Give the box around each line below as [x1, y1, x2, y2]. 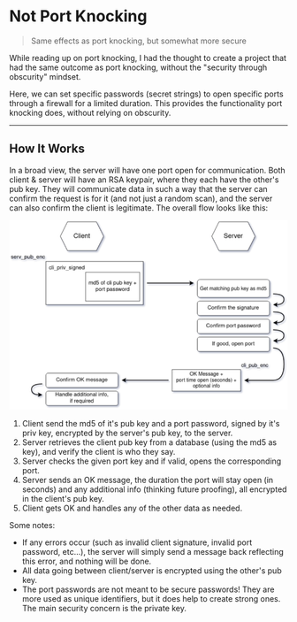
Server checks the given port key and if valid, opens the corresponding [21, 456, 282, 466]
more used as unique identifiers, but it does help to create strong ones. [21, 594, 281, 604]
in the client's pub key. [21, 494, 104, 504]
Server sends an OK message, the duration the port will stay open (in [21, 475, 274, 486]
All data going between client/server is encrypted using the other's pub [21, 565, 282, 576]
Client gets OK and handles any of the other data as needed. [21, 503, 243, 514]
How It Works [9, 142, 86, 157]
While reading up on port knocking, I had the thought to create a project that [9, 52, 287, 63]
